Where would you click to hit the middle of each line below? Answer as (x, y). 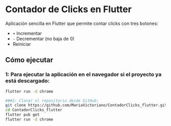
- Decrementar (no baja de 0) (44, 39)
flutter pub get (22, 115)
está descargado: (27, 81)
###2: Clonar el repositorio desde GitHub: (52, 101)
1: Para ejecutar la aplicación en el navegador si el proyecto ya (83, 75)
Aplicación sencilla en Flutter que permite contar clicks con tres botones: (82, 23)
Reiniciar (22, 44)
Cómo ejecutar (29, 60)
